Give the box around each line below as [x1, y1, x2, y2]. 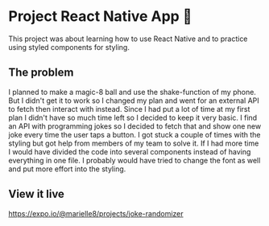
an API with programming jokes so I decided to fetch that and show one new [8, 121, 262, 131]
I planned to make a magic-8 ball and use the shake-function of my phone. [8, 87, 256, 97]
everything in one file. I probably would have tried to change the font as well [8, 155, 261, 165]
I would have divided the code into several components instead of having [8, 146, 251, 156]
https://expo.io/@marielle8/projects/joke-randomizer [8, 208, 184, 218]
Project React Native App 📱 [8, 7, 192, 26]
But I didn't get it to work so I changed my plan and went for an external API [8, 96, 259, 105]
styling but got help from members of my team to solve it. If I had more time [8, 138, 259, 148]
